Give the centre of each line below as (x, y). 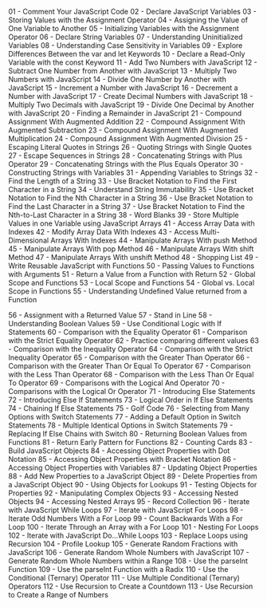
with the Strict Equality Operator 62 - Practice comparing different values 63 (133, 341)
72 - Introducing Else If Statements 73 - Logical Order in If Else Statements (131, 400)
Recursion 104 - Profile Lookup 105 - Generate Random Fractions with (123, 544)
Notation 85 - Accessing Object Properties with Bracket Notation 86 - (122, 459)
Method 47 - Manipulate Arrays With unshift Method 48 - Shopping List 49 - (133, 257)
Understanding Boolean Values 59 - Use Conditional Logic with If (115, 323)
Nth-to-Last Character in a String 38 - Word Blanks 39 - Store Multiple (124, 215)
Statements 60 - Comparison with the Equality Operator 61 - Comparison (128, 332)
